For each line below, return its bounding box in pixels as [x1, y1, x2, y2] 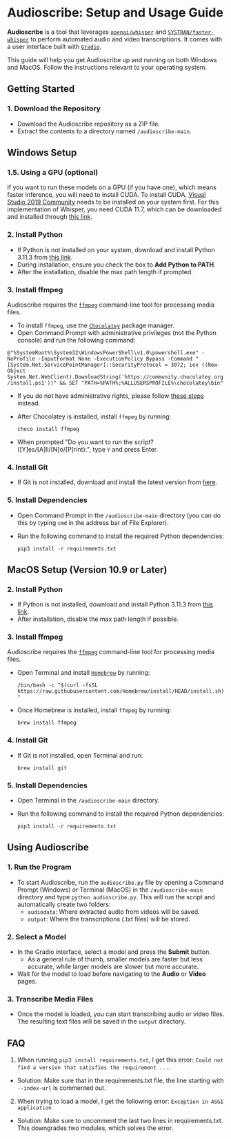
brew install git [17, 765, 68, 772]
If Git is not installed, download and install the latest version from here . [17, 478, 218, 486]
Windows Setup [7, 147, 77, 159]
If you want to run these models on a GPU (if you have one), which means [7, 183, 217, 191]
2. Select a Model [7, 932, 67, 941]
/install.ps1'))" [7, 379, 57, 386]
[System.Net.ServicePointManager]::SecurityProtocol [7, 361, 162, 368]
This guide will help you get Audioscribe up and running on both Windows [7, 55, 217, 64]
